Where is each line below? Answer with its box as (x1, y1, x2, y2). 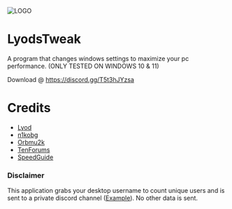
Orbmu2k (17, 137, 45, 147)
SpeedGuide (17, 153, 54, 161)
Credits (7, 100, 51, 116)
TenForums (17, 145, 50, 154)
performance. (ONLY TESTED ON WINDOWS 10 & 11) (7, 62, 159, 70)
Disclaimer (7, 170, 45, 180)
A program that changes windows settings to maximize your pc (7, 54, 189, 62)
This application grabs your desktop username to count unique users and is (7, 187, 225, 195)
